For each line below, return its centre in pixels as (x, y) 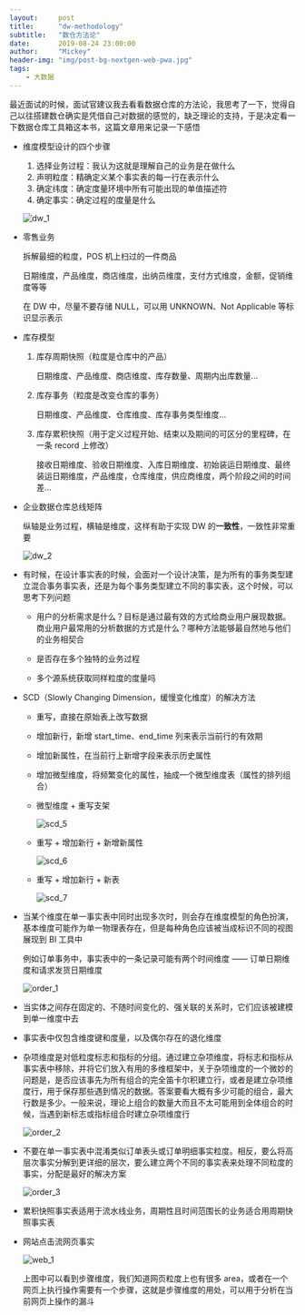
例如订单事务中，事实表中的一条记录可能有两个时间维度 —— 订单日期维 (156, 958)
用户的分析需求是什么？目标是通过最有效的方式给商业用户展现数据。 (163, 617)
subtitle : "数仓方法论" (55, 35)
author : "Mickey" (50, 52)
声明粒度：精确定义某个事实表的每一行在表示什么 (128, 177)
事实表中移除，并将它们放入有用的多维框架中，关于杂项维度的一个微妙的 (157, 1068)
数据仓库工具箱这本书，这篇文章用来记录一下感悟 (108, 127)
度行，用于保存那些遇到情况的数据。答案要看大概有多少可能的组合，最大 (157, 1091)
